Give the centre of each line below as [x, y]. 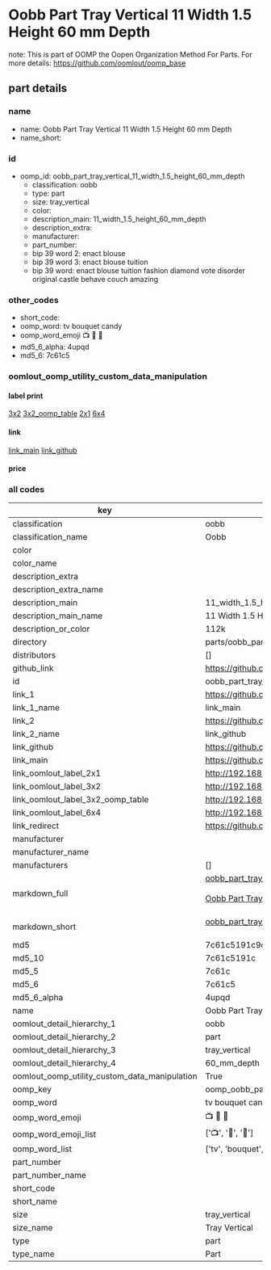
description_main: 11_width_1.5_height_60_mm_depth [119, 219]
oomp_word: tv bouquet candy [71, 326]
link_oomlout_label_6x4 [57, 813]
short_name [35, 1201]
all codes [27, 490]
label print [26, 395]
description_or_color [51, 629]
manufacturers [40, 865]
